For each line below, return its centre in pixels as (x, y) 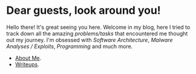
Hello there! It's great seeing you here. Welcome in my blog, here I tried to (98, 27)
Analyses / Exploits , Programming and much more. (70, 46)
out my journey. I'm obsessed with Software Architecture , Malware (90, 40)
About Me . (28, 58)
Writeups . (27, 64)
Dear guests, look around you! (84, 11)
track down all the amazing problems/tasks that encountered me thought (97, 33)
